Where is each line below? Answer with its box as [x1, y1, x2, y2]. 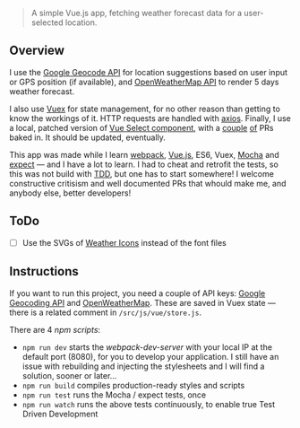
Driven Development [21, 408, 99, 419]
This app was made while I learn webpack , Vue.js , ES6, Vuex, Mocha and [9, 149, 279, 160]
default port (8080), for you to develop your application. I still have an [21, 351, 279, 362]
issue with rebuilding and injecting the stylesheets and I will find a [21, 361, 265, 371]
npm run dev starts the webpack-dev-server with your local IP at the [21, 341, 273, 353]
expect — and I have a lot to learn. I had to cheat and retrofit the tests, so [9, 159, 279, 170]
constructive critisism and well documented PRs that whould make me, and [9, 178, 287, 188]
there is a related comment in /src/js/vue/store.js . [9, 307, 201, 318]
